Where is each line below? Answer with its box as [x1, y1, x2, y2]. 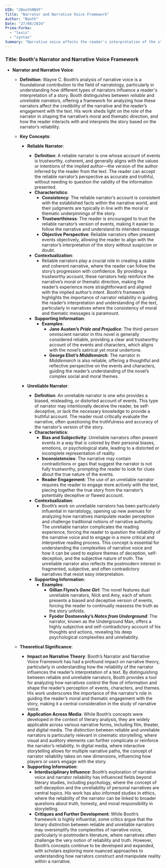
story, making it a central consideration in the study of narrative [27, 701, 157, 707]
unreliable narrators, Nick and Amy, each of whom [49, 592, 152, 598]
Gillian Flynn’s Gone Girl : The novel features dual [49, 587, 150, 593]
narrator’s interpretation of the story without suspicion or [41, 242, 158, 248]
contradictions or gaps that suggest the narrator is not [41, 461, 152, 467]
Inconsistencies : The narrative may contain [41, 456, 131, 461]
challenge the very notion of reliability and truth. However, [34, 837, 153, 843]
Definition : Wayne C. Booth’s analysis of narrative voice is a [19, 77, 142, 83]
